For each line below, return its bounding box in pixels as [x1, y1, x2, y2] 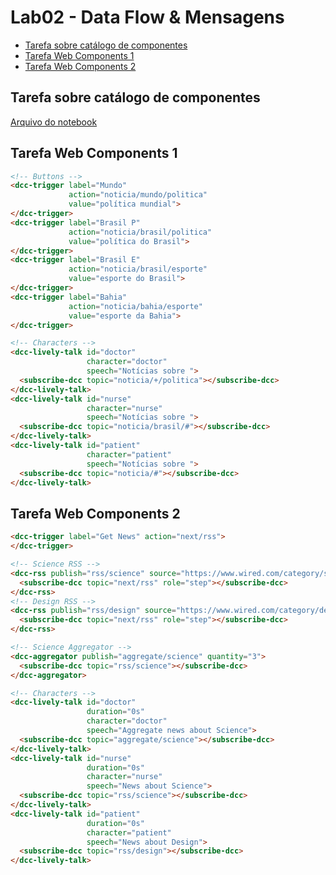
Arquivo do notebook [10, 116, 98, 128]
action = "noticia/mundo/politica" [68, 190, 208, 200]
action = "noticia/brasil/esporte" [68, 264, 208, 275]
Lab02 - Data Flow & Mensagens [10, 6, 285, 29]
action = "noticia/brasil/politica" [68, 227, 213, 237]
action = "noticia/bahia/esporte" [68, 301, 203, 311]
